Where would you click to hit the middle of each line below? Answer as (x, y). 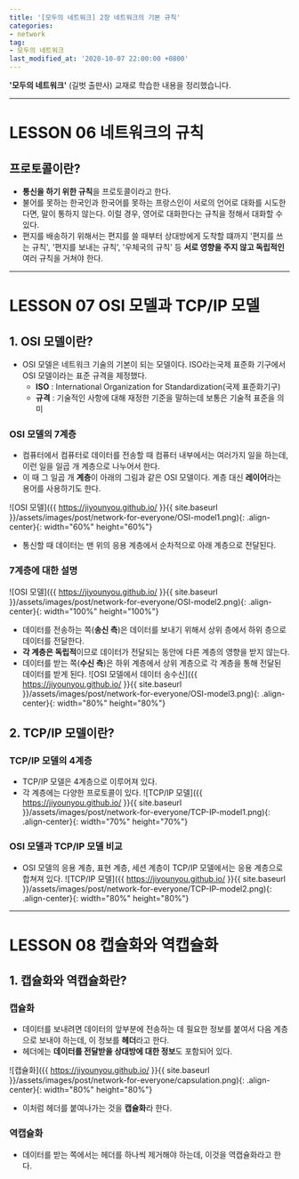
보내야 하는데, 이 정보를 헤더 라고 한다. (104, 1040)
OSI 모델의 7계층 (43, 434)
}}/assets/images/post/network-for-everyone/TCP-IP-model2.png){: (147, 888)
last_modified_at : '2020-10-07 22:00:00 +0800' (99, 59)
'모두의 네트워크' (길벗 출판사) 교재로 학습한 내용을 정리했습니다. (120, 85)
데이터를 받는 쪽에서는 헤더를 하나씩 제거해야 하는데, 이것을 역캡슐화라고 (147, 1154)
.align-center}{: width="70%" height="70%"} (105, 822)
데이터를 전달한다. (53, 641)
